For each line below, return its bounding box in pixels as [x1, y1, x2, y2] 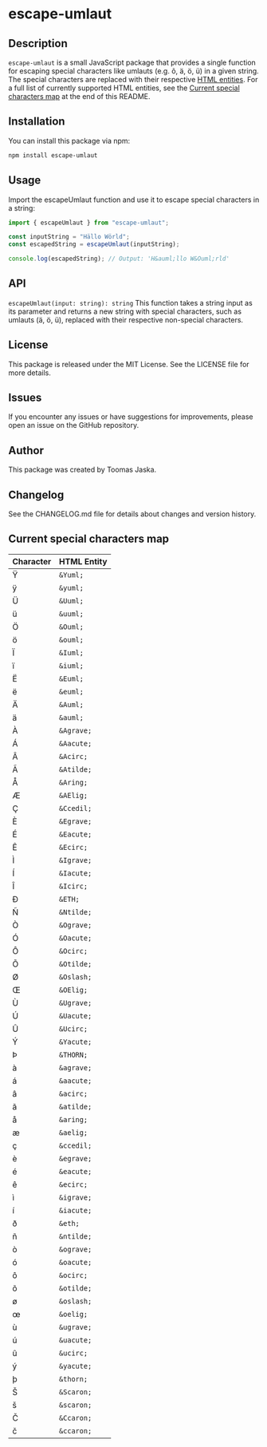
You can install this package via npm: [8, 136, 131, 145]
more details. [8, 368, 52, 378]
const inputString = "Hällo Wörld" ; [8, 233, 130, 241]
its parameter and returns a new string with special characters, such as [8, 306, 241, 316]
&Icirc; [58, 881, 88, 891]
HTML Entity [58, 555, 108, 567]
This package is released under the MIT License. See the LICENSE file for [8, 359, 249, 369]
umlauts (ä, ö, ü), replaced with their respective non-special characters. [8, 314, 244, 324]
